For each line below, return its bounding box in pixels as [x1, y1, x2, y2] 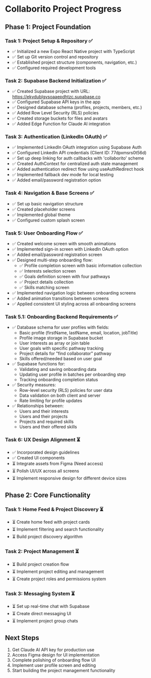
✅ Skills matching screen [19, 285, 69, 291]
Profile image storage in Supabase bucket [19, 335, 103, 341]
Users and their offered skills [19, 424, 77, 430]
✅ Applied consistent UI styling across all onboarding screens [12, 301, 136, 307]
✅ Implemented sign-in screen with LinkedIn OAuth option [12, 246, 129, 252]
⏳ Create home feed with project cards [12, 519, 90, 525]
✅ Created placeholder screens [12, 206, 75, 212]
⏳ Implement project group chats [12, 618, 79, 623]
